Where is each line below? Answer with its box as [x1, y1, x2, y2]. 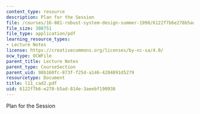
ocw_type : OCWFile [6, 53, 52, 59]
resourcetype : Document [6, 75, 65, 81]
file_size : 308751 [6, 25, 52, 31]
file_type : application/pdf [6, 31, 76, 37]
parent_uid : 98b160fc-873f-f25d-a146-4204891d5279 [6, 69, 135, 75]
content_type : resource [6, 8, 65, 15]
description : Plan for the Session [6, 14, 95, 20]
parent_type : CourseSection [6, 64, 76, 70]
